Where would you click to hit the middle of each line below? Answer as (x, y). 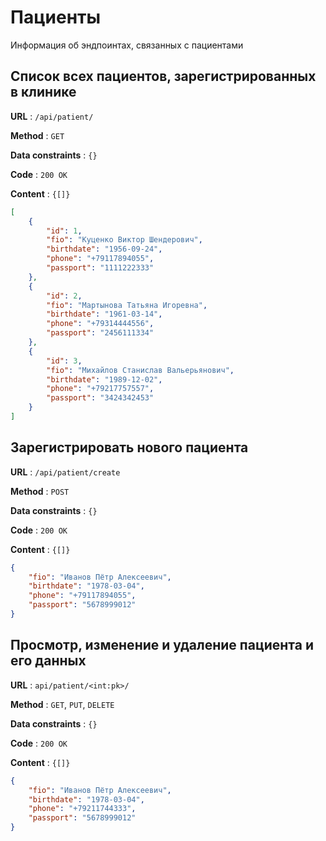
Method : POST (40, 491)
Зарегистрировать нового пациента (129, 447)
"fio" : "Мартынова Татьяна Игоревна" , (127, 305)
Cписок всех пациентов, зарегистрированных (163, 76)
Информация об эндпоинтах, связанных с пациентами (127, 45)
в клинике (43, 92)
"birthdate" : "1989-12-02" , (104, 379)
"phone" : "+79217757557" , (100, 389)
